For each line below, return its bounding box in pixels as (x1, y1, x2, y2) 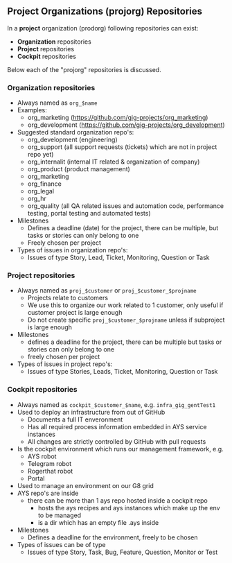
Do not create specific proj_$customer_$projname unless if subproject (27, 315, 225, 324)
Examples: (17, 106, 47, 114)
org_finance (27, 180, 62, 188)
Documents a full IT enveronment (27, 415, 123, 424)
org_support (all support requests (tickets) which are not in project (27, 143, 217, 151)
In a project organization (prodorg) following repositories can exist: (7, 24, 199, 32)
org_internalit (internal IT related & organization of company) (27, 157, 200, 166)
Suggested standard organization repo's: (17, 128, 134, 137)
